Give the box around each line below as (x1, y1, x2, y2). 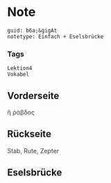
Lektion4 (7, 65, 33, 72)
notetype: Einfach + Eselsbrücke (7, 33, 104, 40)
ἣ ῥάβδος (7, 108, 35, 116)
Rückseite (7, 128, 52, 140)
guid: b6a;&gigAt (7, 27, 58, 34)
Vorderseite (7, 89, 60, 101)
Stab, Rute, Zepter (7, 146, 60, 155)
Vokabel (7, 71, 30, 78)
